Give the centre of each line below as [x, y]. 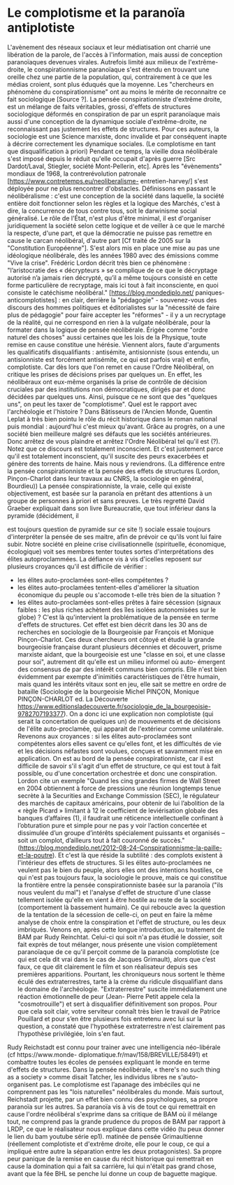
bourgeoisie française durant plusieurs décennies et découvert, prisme [119, 647]
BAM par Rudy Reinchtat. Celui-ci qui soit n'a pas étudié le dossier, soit [119, 937]
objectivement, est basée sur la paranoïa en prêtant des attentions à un [110, 493]
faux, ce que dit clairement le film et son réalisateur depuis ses [107, 967]
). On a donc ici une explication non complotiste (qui [139, 714]
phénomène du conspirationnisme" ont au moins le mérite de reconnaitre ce [117, 92]
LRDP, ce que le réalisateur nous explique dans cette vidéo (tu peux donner [116, 1129]
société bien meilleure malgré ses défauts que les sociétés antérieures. [109, 434]
